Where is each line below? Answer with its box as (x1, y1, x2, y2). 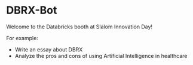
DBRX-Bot (6, 4, 57, 17)
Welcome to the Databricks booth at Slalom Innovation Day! (6, 23, 153, 30)
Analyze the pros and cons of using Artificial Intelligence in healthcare (14, 52, 188, 59)
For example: (6, 34, 39, 41)
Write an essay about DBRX (14, 45, 83, 53)
